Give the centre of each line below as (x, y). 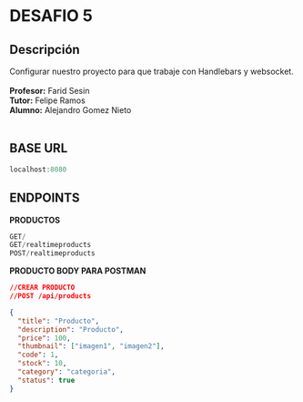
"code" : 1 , (38, 355)
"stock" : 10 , (42, 364)
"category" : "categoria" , (67, 372)
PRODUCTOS (35, 220)
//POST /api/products (50, 296)
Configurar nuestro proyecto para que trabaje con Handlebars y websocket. (151, 71)
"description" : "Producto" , (71, 329)
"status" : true (46, 380)
